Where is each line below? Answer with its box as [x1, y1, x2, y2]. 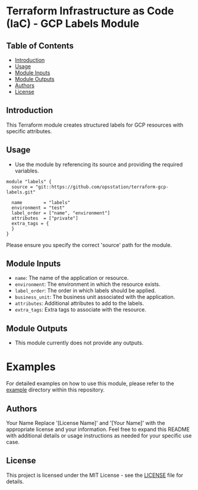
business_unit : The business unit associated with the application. [14, 294, 175, 301]
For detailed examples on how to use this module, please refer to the [6, 380, 174, 387]
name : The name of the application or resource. [14, 275, 129, 282]
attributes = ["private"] [11, 215, 78, 221]
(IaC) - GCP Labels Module [6, 17, 140, 30]
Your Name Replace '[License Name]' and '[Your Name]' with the [6, 420, 165, 426]
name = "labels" [11, 199, 70, 205]
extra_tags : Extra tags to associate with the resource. [14, 306, 147, 313]
